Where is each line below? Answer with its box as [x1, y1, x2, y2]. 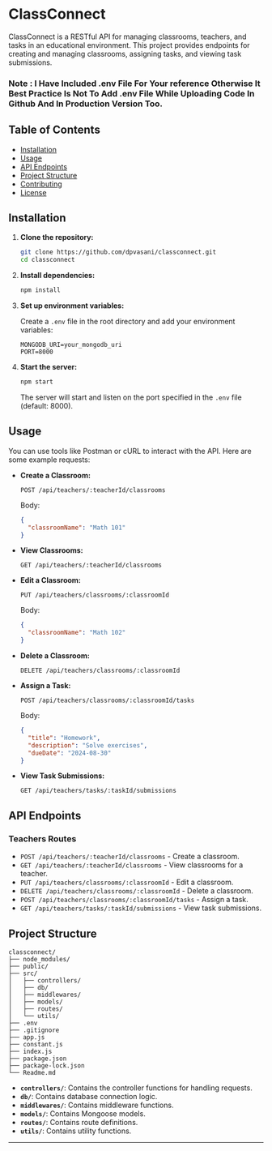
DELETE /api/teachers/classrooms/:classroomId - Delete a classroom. [19, 886, 253, 896]
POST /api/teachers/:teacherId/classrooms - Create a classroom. [19, 852, 240, 862]
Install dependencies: [19, 271, 96, 280]
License [19, 187, 47, 197]
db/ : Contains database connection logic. [19, 1091, 158, 1101]
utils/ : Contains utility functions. [19, 1126, 132, 1136]
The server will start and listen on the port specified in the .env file [19, 392, 242, 402]
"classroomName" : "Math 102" [28, 629, 126, 637]
